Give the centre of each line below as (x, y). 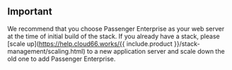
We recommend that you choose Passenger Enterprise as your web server (116, 28)
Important (30, 12)
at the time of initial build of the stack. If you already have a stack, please (114, 36)
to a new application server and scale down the (156, 51)
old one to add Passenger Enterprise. (62, 59)
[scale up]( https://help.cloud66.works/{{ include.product (90, 43)
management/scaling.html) (47, 51)
